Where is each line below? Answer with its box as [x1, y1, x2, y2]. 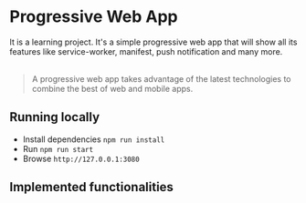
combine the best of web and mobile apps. [31, 83, 194, 94]
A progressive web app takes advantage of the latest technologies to [31, 73, 291, 84]
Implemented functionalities [9, 179, 174, 195]
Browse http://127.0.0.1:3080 [22, 153, 140, 164]
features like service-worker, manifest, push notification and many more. [9, 46, 283, 56]
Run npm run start [22, 143, 94, 154]
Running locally [9, 109, 100, 125]
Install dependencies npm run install [22, 134, 165, 145]
